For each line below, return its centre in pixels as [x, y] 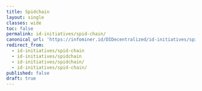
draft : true [21, 78]
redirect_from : [25, 45]
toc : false [20, 28]
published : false [28, 73]
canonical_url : [25, 40]
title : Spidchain [28, 12]
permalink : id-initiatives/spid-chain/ [56, 34]
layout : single [25, 17]
